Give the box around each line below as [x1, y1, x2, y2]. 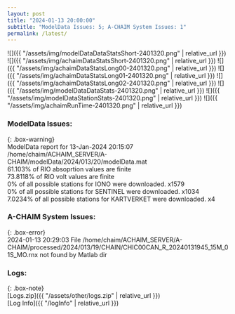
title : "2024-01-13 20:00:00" [7, 17, 96, 24]
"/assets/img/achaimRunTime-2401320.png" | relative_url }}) [7, 101, 182, 110]
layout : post [7, 10, 46, 18]
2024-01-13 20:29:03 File [7, 235, 81, 244]
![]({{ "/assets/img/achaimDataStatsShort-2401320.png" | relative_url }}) [7, 57, 216, 65]
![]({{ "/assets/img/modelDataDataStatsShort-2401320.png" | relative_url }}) [7, 49, 227, 58]
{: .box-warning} [7, 135, 55, 143]
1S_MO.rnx [7, 250, 39, 259]
